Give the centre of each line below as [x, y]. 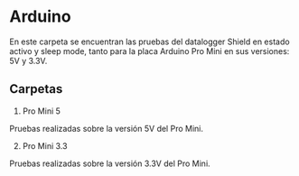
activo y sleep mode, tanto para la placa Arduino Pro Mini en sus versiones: [149, 51]
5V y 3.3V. [28, 60]
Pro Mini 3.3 [45, 145]
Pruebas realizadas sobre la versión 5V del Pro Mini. [106, 128]
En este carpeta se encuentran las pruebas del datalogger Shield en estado [150, 42]
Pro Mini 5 [42, 111]
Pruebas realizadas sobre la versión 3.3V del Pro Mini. [110, 163]
